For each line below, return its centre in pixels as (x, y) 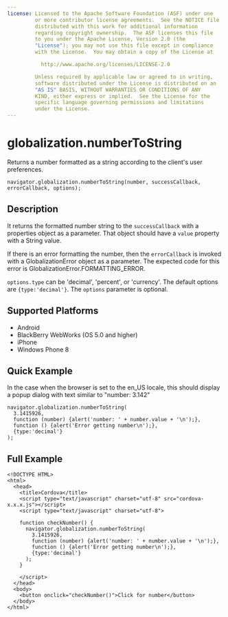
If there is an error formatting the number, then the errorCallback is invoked (114, 254)
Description (33, 209)
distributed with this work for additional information (116, 26)
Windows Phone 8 (43, 350)
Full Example (35, 459)
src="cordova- (184, 499)
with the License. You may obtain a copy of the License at (124, 52)
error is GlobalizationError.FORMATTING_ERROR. (76, 268)
